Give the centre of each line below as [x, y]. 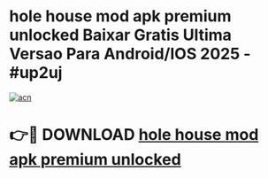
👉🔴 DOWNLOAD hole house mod [134, 135]
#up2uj [36, 73]
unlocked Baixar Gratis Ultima [121, 35]
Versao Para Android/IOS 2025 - [130, 54]
